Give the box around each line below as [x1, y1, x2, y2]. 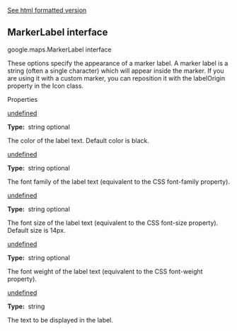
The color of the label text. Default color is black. [7, 136, 150, 144]
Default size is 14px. [7, 226, 66, 234]
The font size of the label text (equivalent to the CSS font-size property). [7, 219, 219, 227]
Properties [7, 95, 38, 103]
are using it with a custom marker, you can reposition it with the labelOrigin [7, 74, 225, 82]
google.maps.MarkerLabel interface [7, 45, 112, 54]
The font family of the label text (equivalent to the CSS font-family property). [7, 177, 230, 186]
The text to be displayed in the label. [7, 315, 113, 324]
